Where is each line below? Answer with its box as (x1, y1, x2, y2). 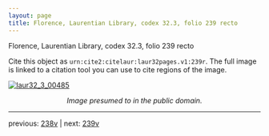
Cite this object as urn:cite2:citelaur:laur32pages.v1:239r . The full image (8, 56, 257, 66)
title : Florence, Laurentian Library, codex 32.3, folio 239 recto (8, 19, 239, 27)
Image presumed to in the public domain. (66, 95, 203, 105)
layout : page (8, 11, 52, 20)
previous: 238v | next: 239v (8, 119, 100, 128)
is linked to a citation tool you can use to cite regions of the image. (8, 64, 227, 74)
